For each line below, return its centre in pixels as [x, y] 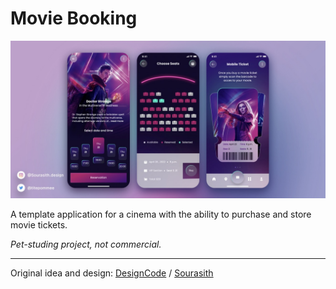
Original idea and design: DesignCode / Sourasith [112, 273]
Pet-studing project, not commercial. [86, 244]
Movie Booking [74, 18]
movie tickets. [39, 224]
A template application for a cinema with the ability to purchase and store [161, 214]
